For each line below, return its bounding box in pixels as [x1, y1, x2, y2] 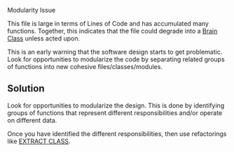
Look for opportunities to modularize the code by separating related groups [7, 55, 226, 63]
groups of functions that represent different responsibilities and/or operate [7, 108, 223, 117]
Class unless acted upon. [7, 34, 81, 43]
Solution [7, 83, 45, 95]
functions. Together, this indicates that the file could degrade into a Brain [7, 27, 218, 35]
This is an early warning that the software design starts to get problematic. [7, 48, 223, 56]
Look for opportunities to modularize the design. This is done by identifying [7, 101, 225, 109]
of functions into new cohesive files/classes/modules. [7, 63, 163, 70]
